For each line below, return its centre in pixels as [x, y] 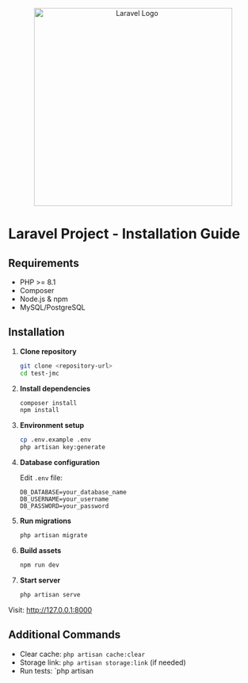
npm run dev [39, 565]
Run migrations [45, 521]
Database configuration [60, 463]
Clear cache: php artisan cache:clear [82, 654]
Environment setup [52, 425]
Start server [40, 580]
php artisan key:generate [62, 448]
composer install [48, 403]
